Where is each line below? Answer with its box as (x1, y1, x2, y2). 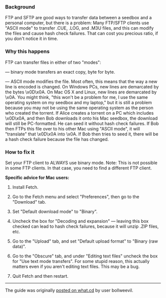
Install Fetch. (12, 184, 39, 190)
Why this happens (5, 48, 50, 55)
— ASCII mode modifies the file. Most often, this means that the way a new (5, 78, 158, 85)
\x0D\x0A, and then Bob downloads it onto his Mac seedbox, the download (5, 115, 158, 121)
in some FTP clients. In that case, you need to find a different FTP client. (5, 165, 152, 171)
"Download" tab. (12, 199, 46, 205)
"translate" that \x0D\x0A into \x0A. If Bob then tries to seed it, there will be (5, 131, 159, 137)
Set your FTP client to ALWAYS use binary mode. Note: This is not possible (5, 160, 158, 166)
